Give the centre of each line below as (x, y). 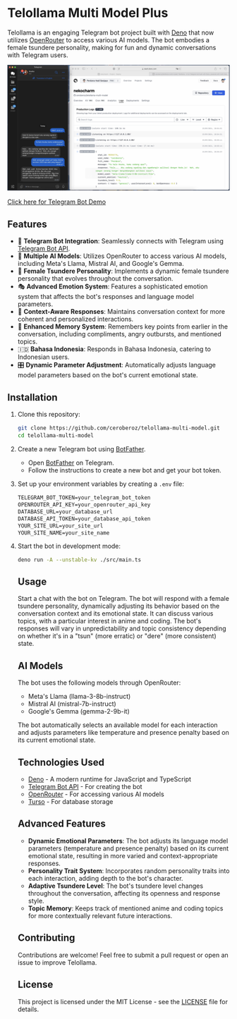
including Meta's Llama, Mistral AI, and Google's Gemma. (101, 264)
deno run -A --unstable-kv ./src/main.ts (79, 560)
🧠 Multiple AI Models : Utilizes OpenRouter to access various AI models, (122, 256)
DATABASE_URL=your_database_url (65, 512)
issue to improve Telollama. (57, 962)
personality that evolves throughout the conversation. (95, 279)
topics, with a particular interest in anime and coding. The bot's (109, 621)
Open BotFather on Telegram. (71, 463)
